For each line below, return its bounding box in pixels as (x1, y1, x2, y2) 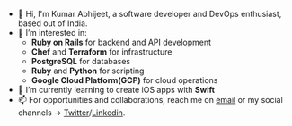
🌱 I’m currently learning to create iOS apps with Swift (17, 85, 216, 95)
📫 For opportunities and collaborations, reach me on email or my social (17, 95, 283, 105)
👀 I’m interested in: (17, 28, 87, 38)
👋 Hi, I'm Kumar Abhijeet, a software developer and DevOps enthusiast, (17, 9, 282, 19)
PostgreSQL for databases (31, 56, 131, 66)
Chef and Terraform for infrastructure (31, 46, 173, 57)
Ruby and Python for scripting (31, 65, 145, 76)
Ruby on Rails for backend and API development (31, 37, 212, 47)
